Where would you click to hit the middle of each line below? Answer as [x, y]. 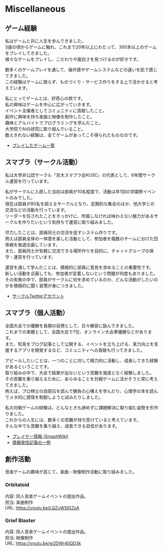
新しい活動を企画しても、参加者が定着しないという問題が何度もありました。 [81, 273]
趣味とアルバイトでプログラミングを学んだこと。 [54, 123]
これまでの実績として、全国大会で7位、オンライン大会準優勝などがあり [76, 331]
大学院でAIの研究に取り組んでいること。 [45, 129]
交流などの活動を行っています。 [37, 210]
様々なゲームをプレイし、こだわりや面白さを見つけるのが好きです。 [73, 59]
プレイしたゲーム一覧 [33, 145]
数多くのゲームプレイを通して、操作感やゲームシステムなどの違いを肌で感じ [81, 70]
